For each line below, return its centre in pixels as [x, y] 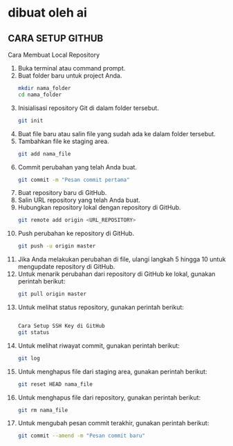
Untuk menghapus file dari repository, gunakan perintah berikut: [109, 397]
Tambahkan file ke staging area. [63, 141]
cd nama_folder [40, 95]
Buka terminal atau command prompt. [72, 68]
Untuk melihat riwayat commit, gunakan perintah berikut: [99, 345]
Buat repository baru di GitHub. [62, 193]
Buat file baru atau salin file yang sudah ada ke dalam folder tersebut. [117, 133]
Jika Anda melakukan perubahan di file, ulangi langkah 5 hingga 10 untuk [122, 259]
